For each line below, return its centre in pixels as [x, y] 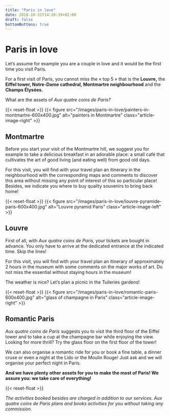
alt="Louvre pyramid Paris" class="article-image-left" [105, 207]
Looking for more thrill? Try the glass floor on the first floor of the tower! [81, 342]
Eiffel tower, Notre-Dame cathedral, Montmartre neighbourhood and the [83, 84]
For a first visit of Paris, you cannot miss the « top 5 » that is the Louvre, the [85, 79]
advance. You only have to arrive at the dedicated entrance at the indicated [84, 246]
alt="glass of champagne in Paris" [72, 297]
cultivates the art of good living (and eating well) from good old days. [78, 160]
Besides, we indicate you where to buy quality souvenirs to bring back [79, 186]
